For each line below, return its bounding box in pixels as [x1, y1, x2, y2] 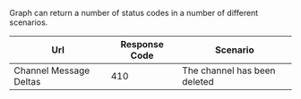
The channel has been [182, 64, 276, 77]
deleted [182, 76, 215, 87]
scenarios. [9, 17, 48, 28]
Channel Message [13, 64, 90, 77]
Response [120, 38, 164, 50]
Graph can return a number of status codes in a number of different [9, 8, 259, 18]
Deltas [13, 76, 41, 87]
